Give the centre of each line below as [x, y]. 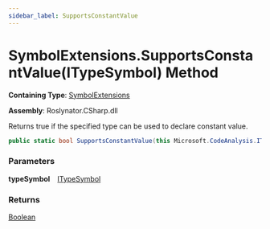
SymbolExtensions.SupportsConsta [131, 55]
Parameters [31, 162]
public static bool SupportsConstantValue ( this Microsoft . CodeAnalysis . [133, 141]
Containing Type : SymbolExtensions [69, 95]
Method [192, 72]
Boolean [22, 217]
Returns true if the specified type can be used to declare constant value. [128, 126]
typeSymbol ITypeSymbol [55, 178]
